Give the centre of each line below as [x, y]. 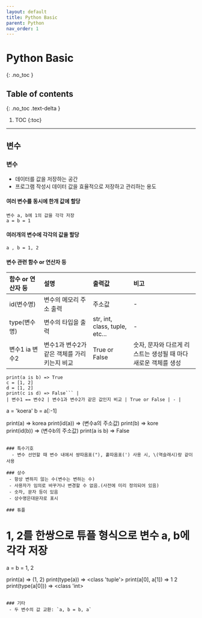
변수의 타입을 [62, 322]
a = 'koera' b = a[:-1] [32, 411]
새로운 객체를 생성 [157, 363]
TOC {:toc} [28, 120]
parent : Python [25, 23]
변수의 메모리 [62, 300]
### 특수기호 [20, 448]
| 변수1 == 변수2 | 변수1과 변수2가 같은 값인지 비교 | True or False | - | [94, 400]
